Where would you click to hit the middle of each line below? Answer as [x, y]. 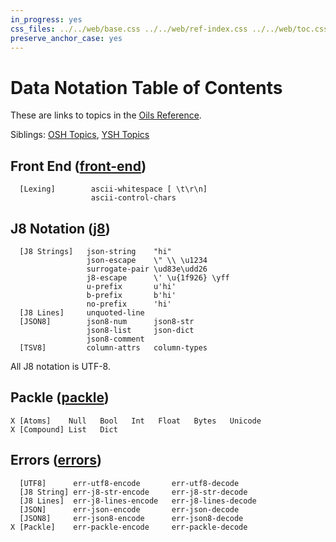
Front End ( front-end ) [78, 166]
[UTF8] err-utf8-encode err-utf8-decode [129, 483]
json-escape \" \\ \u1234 [147, 260]
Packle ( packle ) [60, 397]
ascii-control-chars [133, 198]
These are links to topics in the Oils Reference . [106, 115]
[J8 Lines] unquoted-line [82, 312]
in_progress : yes [46, 19]
